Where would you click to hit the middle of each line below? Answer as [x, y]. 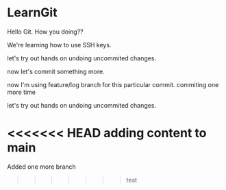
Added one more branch [42, 167]
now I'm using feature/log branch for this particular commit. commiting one [113, 84]
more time [22, 92]
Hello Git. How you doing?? [45, 32]
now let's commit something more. [56, 71]
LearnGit [32, 13]
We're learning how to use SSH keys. [59, 45]
